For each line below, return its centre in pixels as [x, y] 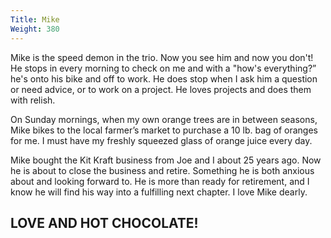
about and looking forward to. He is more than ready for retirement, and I [160, 181]
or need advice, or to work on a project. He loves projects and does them [161, 89]
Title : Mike [35, 19]
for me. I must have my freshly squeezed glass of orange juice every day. [161, 140]
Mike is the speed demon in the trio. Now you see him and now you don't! [162, 57]
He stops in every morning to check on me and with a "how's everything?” [163, 68]
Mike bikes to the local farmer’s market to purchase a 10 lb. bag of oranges [164, 130]
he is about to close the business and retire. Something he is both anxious [162, 170]
